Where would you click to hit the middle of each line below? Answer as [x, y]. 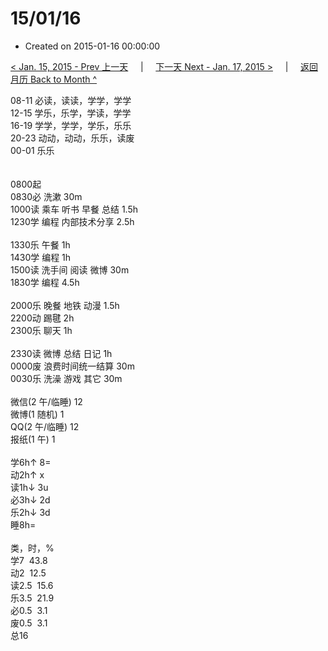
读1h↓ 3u [29, 487]
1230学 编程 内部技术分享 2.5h [72, 221]
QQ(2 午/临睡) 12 [45, 426]
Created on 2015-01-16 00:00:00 [92, 46]
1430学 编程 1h [41, 257]
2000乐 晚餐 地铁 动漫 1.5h [65, 305]
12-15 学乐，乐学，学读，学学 [71, 113]
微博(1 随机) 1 [37, 414]
